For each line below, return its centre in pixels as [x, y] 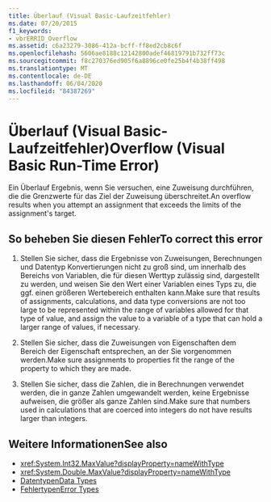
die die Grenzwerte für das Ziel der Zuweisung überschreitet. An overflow [130, 196]
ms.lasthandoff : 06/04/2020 [56, 83]
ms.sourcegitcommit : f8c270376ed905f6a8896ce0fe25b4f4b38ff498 [117, 61]
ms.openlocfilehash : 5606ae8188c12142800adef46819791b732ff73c [117, 53]
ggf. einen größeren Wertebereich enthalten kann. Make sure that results [140, 293]
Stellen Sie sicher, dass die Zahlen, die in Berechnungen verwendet [132, 384]
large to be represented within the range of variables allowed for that [134, 310]
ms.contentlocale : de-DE [50, 76]
